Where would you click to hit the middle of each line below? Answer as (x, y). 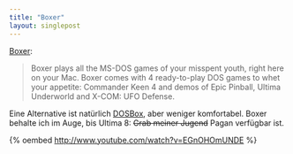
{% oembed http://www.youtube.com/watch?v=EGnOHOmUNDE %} (133, 140)
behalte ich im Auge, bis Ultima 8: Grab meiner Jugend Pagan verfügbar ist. (147, 123)
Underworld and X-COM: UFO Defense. (102, 96)
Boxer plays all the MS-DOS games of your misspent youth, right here (157, 68)
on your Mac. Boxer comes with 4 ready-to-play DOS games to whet (155, 77)
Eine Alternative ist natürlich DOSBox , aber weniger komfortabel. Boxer (138, 113)
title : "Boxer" (37, 17)
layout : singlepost (45, 26)
